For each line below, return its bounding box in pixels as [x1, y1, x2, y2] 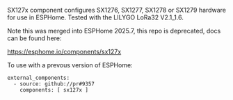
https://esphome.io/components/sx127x [7, 48, 122, 56]
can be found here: [7, 34, 62, 42]
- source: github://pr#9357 [13, 81, 95, 87]
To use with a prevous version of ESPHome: [7, 61, 134, 69]
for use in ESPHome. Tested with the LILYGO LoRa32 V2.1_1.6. [7, 13, 184, 22]
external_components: [7, 74, 70, 81]
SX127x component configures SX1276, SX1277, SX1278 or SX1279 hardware [7, 6, 226, 14]
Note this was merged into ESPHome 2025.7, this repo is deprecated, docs [7, 27, 221, 35]
